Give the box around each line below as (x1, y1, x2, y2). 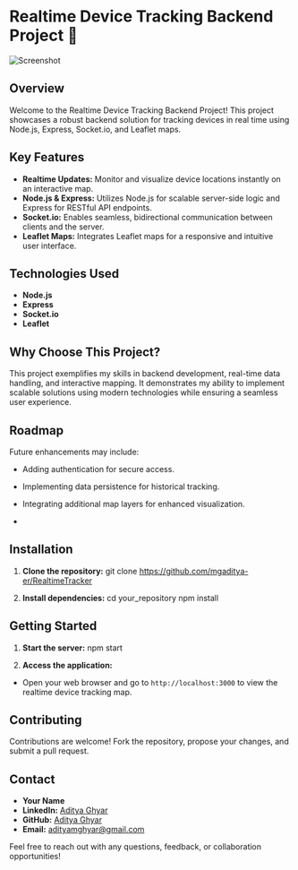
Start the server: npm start (21, 642, 123, 653)
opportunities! (9, 851, 61, 862)
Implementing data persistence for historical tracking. (21, 481, 220, 492)
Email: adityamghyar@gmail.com (21, 824, 145, 835)
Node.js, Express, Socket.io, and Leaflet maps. (9, 124, 182, 134)
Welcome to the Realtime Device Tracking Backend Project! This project (9, 105, 275, 116)
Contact (9, 771, 55, 787)
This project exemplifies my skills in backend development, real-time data (9, 368, 281, 379)
